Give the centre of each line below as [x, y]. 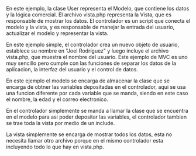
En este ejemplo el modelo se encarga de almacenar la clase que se [88, 81]
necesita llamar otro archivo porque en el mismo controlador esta [85, 141]
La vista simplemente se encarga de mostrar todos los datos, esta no [89, 134]
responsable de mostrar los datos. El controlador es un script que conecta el [98, 21]
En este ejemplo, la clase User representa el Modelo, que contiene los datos [98, 8]
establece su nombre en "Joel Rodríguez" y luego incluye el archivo [87, 51]
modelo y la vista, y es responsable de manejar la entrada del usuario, [90, 27]
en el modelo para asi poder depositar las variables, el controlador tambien [97, 117]
